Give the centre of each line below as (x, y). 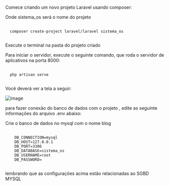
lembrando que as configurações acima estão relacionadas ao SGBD (77, 173)
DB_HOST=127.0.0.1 (34, 142)
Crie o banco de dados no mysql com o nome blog (58, 123)
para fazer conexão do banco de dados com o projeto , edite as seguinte (81, 108)
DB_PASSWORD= (28, 160)
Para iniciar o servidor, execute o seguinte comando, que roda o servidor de (85, 55)
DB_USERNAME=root (33, 155)
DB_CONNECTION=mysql (36, 137)
